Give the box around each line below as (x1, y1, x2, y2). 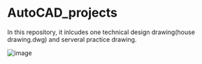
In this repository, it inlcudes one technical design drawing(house (7, 28, 196, 36)
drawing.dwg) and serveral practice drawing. (7, 35, 137, 43)
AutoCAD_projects (7, 5, 117, 21)
